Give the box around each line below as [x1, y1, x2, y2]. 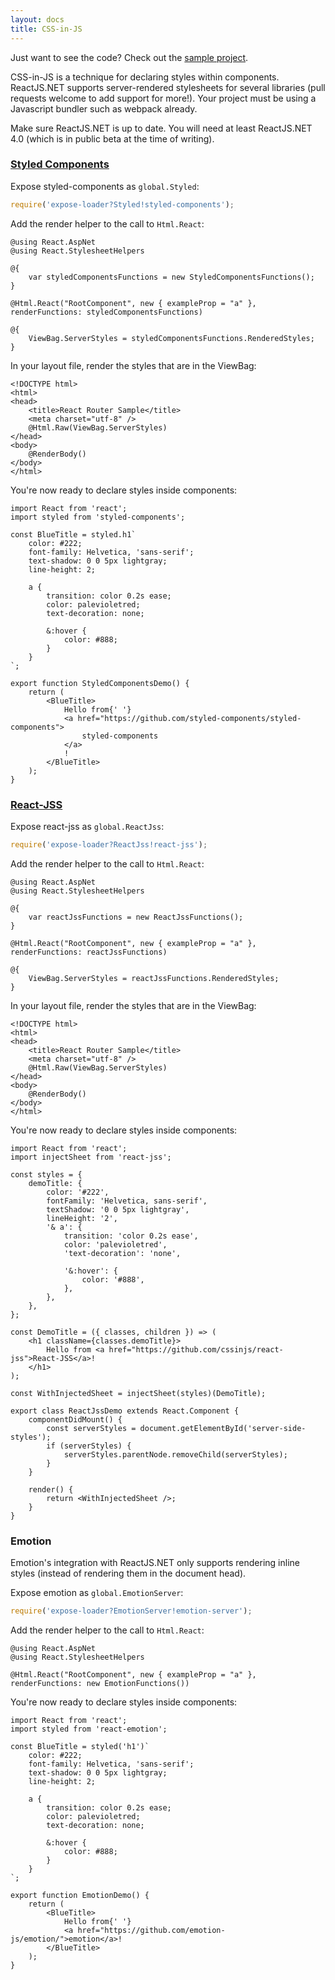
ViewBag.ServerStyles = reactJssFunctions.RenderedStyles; [28, 973, 280, 983]
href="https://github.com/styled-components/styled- [77, 713, 302, 723]
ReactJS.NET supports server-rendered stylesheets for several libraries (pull [10, 81, 326, 93]
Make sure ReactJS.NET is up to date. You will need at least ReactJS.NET [10, 122, 313, 134]
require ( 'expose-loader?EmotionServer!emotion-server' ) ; [10, 1606, 253, 1616]
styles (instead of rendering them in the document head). [10, 1567, 247, 1580]
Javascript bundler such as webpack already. [10, 102, 198, 115]
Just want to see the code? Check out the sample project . [10, 51, 249, 63]
